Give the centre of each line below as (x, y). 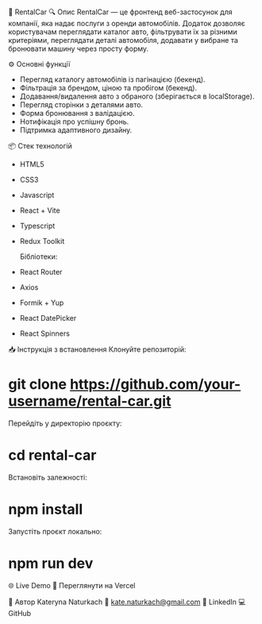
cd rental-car (52, 455)
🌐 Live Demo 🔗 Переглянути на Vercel (72, 585)
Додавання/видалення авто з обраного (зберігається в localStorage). (137, 96)
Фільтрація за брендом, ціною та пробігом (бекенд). (108, 88)
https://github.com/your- (156, 385)
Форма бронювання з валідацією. (77, 113)
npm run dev (51, 564)
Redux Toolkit (42, 241)
